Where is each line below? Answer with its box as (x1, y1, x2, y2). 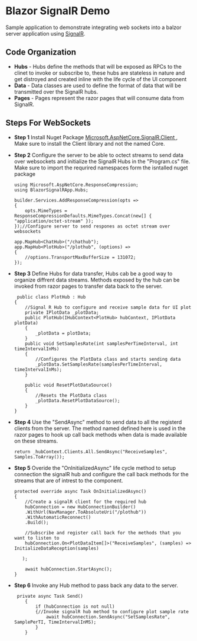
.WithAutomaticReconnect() (25, 514, 91, 520)
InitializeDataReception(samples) (14, 545, 99, 552)
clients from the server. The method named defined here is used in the (14, 425, 186, 432)
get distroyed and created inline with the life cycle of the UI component (14, 75, 187, 82)
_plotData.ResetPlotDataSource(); (35, 398, 120, 403)
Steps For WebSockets (5, 118, 91, 128)
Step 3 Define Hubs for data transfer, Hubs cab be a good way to (14, 270, 173, 277)
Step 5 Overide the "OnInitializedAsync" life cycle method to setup (14, 464, 176, 472)
